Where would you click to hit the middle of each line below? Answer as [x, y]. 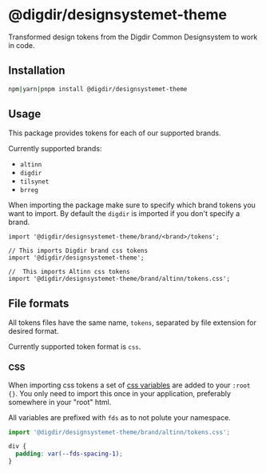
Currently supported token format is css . [75, 347]
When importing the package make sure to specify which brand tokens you [132, 205]
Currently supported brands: [55, 149]
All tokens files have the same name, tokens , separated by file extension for [133, 323]
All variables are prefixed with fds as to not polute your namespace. [120, 417]
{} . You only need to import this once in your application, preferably [120, 393]
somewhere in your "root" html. [60, 402]
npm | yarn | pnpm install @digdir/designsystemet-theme [98, 89]
